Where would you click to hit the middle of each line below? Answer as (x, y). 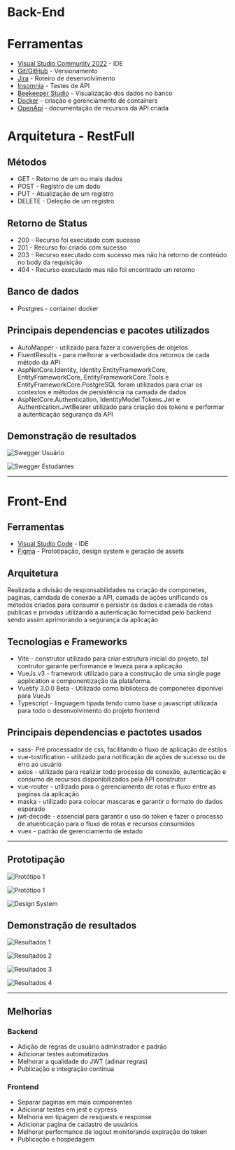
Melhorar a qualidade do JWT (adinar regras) (83, 1062)
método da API (39, 362)
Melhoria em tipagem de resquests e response (85, 1117)
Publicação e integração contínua (66, 1069)
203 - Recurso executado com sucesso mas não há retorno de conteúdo (122, 254)
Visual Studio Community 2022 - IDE (70, 64)
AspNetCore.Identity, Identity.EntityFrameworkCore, (92, 369)
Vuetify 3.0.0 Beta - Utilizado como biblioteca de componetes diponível (120, 688)
